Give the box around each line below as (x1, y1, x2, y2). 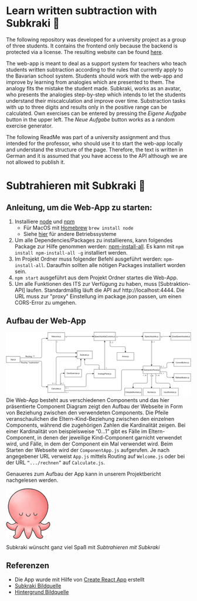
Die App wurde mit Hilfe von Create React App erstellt (14, 576, 145, 583)
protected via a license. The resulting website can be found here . (6, 48, 164, 55)
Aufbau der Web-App (6, 316, 86, 326)
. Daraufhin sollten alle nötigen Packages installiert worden (43, 261, 186, 268)
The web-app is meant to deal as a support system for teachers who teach (6, 60, 187, 67)
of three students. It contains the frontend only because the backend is (6, 42, 178, 49)
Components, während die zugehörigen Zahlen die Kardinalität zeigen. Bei (6, 421, 186, 428)
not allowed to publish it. (6, 158, 66, 166)
